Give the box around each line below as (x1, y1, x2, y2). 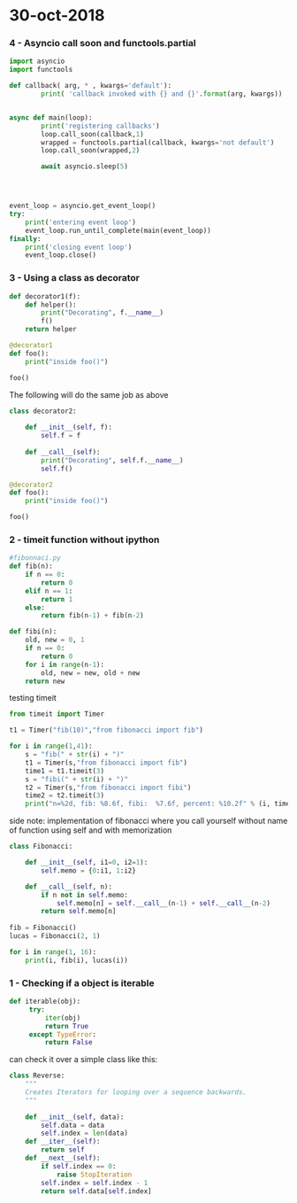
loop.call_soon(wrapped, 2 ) (41, 146, 141, 155)
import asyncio (9, 57, 65, 66)
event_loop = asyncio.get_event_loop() (9, 201, 156, 211)
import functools (9, 66, 73, 74)
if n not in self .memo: (41, 890, 128, 899)
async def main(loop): (9, 113, 93, 122)
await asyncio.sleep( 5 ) (41, 162, 128, 171)
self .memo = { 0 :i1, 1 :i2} (41, 865, 137, 875)
